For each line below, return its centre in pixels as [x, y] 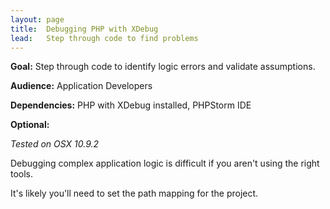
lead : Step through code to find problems [104, 38]
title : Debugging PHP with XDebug [84, 29]
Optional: [30, 125]
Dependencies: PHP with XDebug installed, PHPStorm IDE [131, 105]
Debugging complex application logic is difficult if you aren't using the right [165, 163]
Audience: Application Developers [81, 86]
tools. [22, 174]
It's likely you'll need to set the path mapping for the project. [134, 193]
